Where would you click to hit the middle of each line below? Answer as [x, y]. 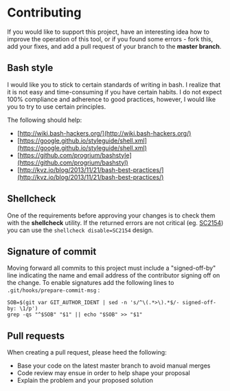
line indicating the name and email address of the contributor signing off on [114, 275]
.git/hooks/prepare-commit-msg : [54, 290]
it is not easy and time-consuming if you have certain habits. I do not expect [115, 92]
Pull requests [36, 336]
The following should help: [45, 120]
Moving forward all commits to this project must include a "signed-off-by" [112, 268]
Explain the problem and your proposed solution [85, 381]
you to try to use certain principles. [57, 106]
